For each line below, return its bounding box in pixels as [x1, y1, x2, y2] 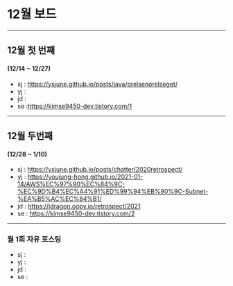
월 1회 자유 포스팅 [7, 235, 62, 244]
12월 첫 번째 [7, 44, 55, 56]
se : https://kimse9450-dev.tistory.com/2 [17, 209, 135, 218]
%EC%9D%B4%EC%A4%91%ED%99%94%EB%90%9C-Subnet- [17, 188, 209, 196]
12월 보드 [7, 6, 57, 22]
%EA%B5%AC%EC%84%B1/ [17, 195, 102, 203]
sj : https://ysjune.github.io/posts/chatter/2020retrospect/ [17, 166, 183, 174]
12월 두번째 [7, 129, 53, 142]
